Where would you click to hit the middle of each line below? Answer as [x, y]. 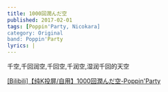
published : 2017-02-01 [40, 20]
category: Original [35, 33]
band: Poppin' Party [35, 39]
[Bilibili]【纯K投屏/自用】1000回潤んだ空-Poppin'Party [84, 81]
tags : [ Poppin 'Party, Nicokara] [54, 26]
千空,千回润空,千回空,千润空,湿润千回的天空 [68, 66]
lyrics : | [21, 46]
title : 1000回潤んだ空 [37, 13]
